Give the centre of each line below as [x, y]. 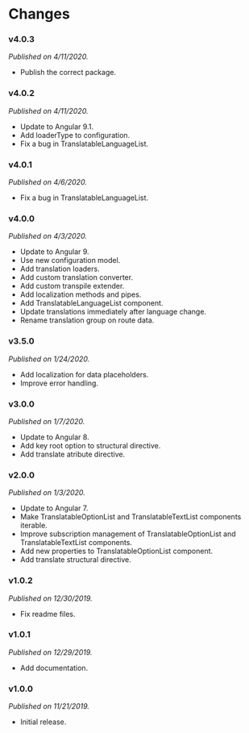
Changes [39, 14]
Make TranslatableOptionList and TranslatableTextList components [131, 517]
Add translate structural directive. [75, 560]
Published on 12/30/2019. [50, 598]
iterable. [34, 526]
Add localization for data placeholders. [84, 374]
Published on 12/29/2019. [50, 652]
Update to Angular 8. [55, 437]
